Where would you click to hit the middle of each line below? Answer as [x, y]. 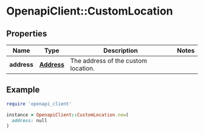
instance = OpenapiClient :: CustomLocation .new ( [68, 115]
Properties [27, 34]
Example [23, 90]
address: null [29, 120]
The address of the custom [109, 61]
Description [121, 51]
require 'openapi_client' [39, 104]
